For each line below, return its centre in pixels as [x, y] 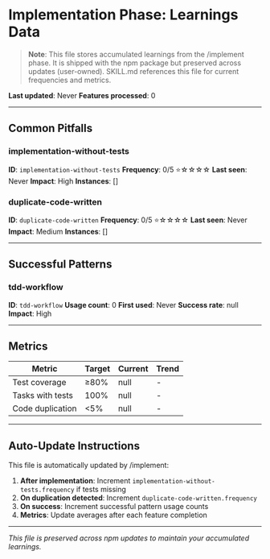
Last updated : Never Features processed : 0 [82, 95]
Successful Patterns [60, 265]
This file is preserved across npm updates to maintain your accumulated [129, 538]
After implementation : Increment [75, 481]
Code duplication [45, 408]
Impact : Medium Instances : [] [58, 231]
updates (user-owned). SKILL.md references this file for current [133, 71]
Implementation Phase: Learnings [123, 15]
